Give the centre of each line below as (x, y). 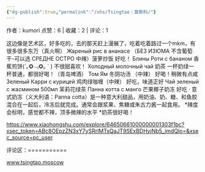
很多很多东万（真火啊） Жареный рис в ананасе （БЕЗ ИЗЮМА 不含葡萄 (99, 51)
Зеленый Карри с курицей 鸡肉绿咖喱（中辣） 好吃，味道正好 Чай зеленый (103, 81)
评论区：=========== (37, 150)
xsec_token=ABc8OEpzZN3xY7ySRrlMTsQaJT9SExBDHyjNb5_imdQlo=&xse (102, 131)
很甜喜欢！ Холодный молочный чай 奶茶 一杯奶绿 (124, 66)
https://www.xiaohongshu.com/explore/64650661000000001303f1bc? (95, 124)
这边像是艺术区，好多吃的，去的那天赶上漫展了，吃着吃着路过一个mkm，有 (101, 43)
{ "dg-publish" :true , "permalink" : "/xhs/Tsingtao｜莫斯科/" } (81, 12)
